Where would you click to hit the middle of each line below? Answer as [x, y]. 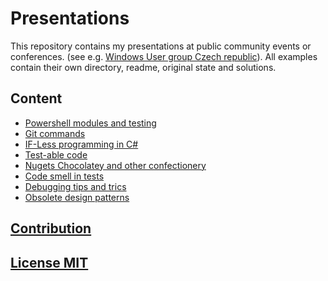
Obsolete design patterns [77, 197]
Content [36, 98]
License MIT [49, 262]
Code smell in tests [64, 176]
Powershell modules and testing [90, 123]
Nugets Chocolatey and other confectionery [115, 165]
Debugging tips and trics [75, 186]
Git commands [55, 133]
